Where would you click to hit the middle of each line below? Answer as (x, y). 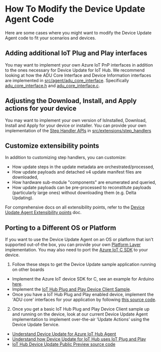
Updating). (23, 198)
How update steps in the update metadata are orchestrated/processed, (83, 167)
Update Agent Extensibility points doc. (43, 212)
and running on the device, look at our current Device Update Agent (80, 314)
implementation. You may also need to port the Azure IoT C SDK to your (76, 250)
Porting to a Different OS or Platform (61, 228)
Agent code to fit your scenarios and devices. (50, 38)
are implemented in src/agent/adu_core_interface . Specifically (67, 80)
